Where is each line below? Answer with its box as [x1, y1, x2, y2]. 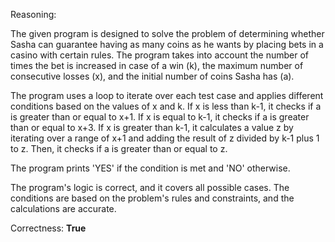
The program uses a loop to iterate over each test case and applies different [10, 90, 324, 101]
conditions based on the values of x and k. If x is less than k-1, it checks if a [10, 100, 322, 112]
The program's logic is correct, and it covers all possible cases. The [10, 182, 290, 193]
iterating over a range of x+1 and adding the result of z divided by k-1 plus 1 [10, 132, 320, 144]
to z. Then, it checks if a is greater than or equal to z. [10, 143, 228, 154]
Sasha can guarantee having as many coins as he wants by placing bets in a [10, 39, 324, 50]
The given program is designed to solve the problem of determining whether [10, 28, 325, 39]
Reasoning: [10, 9, 57, 20]
